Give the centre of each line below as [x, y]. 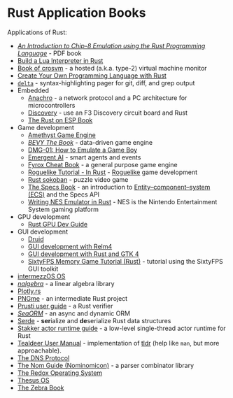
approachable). [39, 350]
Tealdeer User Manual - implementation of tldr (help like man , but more [118, 343]
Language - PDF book [49, 53]
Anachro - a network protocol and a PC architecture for [107, 98]
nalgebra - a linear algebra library [66, 283]
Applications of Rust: [37, 32]
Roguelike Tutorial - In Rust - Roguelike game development [113, 172]
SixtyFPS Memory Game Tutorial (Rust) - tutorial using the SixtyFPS [125, 261]
